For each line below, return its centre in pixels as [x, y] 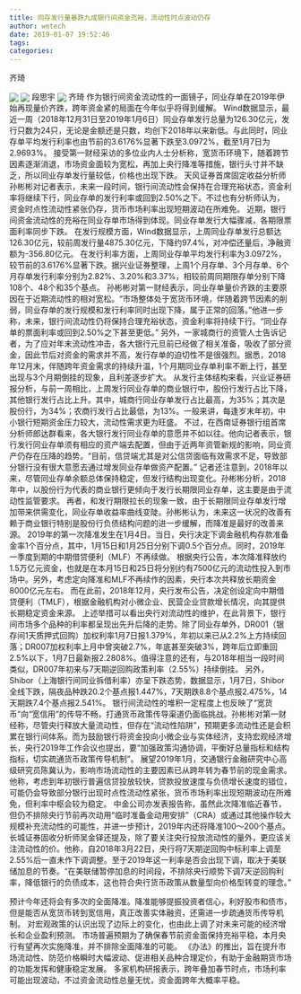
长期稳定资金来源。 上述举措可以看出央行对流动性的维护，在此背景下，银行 [148, 613]
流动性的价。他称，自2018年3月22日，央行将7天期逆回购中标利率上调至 [149, 849]
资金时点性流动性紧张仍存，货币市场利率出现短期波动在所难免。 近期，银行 [148, 209]
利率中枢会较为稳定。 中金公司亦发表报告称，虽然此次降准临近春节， [159, 804]
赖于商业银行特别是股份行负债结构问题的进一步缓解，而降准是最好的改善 [142, 523]
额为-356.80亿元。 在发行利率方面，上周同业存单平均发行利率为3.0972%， [148, 254]
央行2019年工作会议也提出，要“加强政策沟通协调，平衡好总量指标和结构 [157, 748]
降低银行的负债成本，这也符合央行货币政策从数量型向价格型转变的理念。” [158, 883]
